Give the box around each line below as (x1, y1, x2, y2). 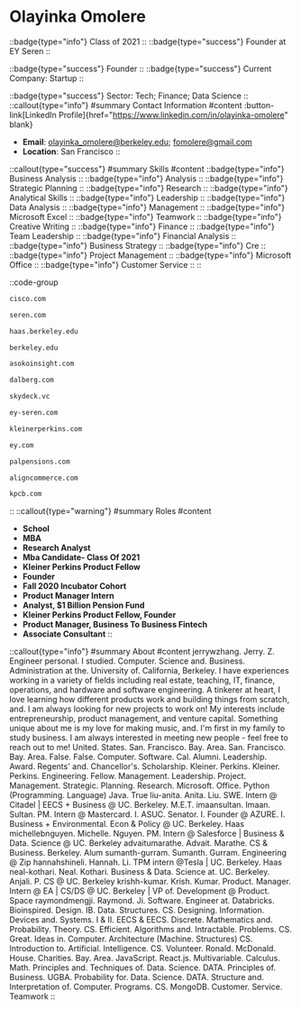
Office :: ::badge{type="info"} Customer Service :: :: (9, 259, 202, 270)
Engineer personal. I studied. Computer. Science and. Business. (9, 656, 246, 666)
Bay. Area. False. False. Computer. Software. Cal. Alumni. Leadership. (9, 751, 268, 763)
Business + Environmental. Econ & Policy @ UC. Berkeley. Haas (9, 819, 245, 830)
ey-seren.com (9, 408, 59, 417)
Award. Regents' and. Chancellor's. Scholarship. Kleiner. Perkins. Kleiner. (9, 761, 281, 772)
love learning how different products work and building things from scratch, (9, 694, 290, 705)
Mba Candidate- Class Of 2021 (22, 552, 141, 563)
